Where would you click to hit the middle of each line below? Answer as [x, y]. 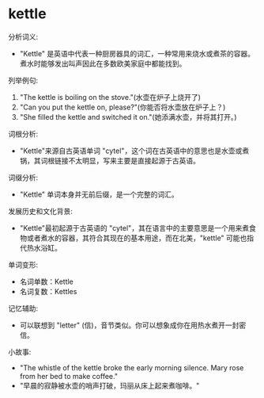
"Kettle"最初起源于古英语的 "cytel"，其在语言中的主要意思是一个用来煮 [134, 228]
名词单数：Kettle [46, 281]
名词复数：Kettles [48, 291]
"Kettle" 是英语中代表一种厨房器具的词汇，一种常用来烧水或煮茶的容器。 [137, 53]
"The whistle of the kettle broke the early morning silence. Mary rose [132, 367]
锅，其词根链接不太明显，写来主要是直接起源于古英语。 [109, 160]
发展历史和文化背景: [41, 211]
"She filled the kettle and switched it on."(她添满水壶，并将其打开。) [128, 117]
